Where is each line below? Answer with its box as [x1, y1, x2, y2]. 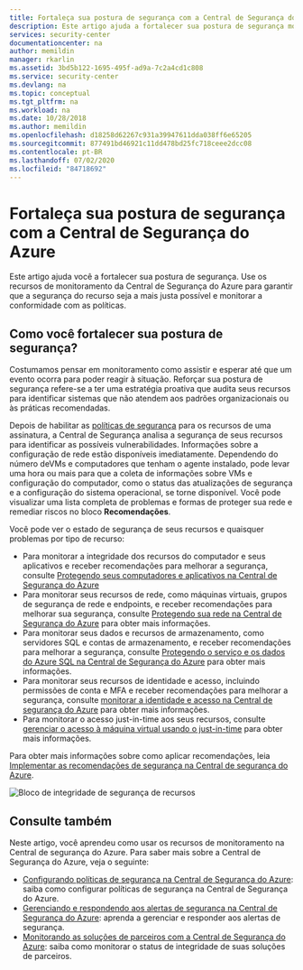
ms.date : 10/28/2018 [9, 114, 87, 123]
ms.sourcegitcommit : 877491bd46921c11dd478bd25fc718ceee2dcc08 [9, 139, 252, 148]
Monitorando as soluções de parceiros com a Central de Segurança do [22, 931, 286, 942]
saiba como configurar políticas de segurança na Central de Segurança [22, 883, 289, 894]
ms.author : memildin [9, 123, 87, 132]
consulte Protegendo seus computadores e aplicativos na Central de [22, 570, 278, 581]
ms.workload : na [9, 106, 70, 115]
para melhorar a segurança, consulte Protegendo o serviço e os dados [22, 647, 286, 658]
